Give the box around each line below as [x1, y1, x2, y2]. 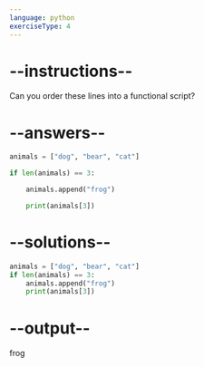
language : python [9, 13, 75, 23]
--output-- [9, 318, 91, 338]
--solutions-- [9, 232, 112, 253]
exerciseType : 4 [9, 22, 71, 31]
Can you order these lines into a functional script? [9, 91, 196, 101]
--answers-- [9, 122, 106, 143]
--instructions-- [9, 61, 133, 82]
